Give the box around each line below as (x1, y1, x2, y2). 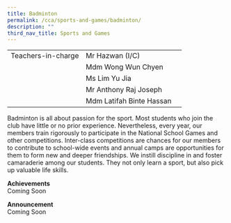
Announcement (7, 200, 54, 209)
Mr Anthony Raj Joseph (86, 85, 162, 95)
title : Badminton (7, 10, 58, 17)
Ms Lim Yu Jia (86, 74, 132, 84)
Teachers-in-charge (10, 51, 79, 61)
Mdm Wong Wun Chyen (86, 62, 164, 72)
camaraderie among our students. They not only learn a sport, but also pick (7, 158, 224, 167)
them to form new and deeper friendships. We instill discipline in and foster (7, 151, 223, 160)
